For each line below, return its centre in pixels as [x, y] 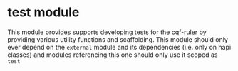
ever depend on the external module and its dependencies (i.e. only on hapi [119, 47]
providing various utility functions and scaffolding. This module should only [118, 39]
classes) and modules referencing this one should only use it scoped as [113, 55]
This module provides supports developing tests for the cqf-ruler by [107, 32]
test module [43, 12]
